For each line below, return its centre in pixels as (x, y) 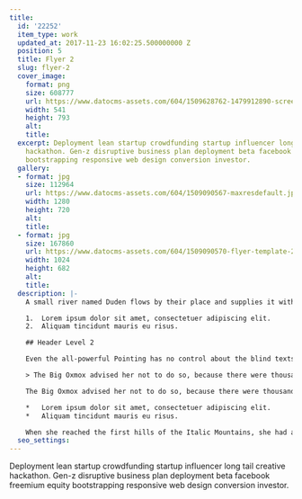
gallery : (34, 168)
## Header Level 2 (60, 343)
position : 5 (40, 51)
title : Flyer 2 (46, 59)
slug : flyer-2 (44, 68)
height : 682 (48, 269)
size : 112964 (50, 185)
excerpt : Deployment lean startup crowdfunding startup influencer (147, 143)
